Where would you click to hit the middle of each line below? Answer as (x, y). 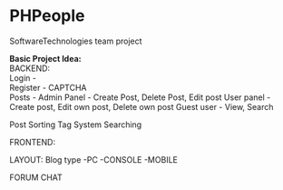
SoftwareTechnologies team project (76, 41)
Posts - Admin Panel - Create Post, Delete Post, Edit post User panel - (140, 97)
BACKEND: (30, 68)
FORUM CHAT (36, 177)
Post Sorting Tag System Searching (76, 125)
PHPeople (47, 16)
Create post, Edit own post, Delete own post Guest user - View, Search (141, 106)
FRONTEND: (33, 142)
